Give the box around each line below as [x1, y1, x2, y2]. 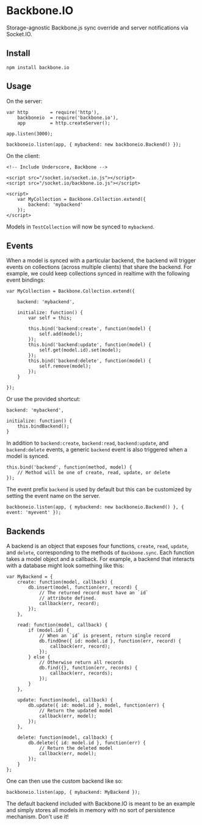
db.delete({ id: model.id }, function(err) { [28, 740, 146, 746]
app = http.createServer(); [17, 120, 111, 126]
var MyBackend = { [6, 574, 53, 580]
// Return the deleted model [38, 745, 114, 752]
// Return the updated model [38, 708, 114, 714]
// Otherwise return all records [38, 660, 124, 666]
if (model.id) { [28, 627, 70, 634]
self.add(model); [38, 331, 84, 337]
